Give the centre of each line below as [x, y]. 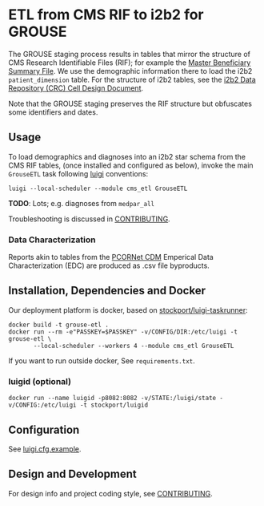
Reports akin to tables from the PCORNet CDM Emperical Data [111, 257]
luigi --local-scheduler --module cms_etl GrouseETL [98, 188]
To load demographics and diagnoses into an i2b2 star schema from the [127, 156]
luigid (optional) [40, 381]
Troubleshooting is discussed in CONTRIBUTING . [89, 219]
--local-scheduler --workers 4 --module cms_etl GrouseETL [134, 346]
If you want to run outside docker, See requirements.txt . [102, 360]
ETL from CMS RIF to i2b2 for [106, 15]
